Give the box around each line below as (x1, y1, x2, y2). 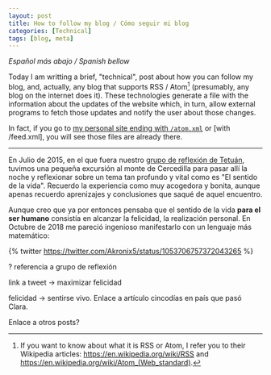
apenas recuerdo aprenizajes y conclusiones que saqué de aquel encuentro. (8, 189, 263, 198)
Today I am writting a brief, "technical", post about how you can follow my (8, 72, 254, 81)
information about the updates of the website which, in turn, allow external (8, 98, 256, 109)
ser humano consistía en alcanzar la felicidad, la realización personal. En (8, 213, 252, 223)
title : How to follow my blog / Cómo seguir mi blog (8, 19, 190, 27)
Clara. (8, 302, 28, 311)
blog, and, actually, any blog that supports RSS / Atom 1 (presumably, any (8, 81, 250, 91)
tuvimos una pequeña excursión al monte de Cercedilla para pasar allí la (8, 163, 248, 173)
